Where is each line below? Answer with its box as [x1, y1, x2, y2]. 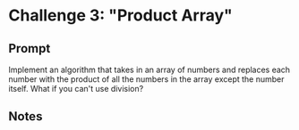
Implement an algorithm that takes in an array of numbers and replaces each [8, 64, 291, 75]
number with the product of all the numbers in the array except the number [8, 74, 285, 85]
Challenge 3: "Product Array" [8, 5, 234, 26]
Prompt [8, 41, 51, 56]
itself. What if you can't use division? [8, 84, 144, 93]
